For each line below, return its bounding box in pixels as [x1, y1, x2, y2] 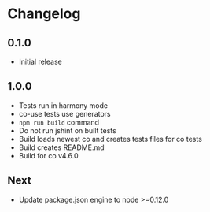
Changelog [7, 5, 81, 23]
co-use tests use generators [18, 109, 111, 118]
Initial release [18, 57, 62, 66]
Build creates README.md [18, 143, 105, 152]
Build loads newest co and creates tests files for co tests [18, 134, 202, 143]
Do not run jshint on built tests [18, 125, 117, 135]
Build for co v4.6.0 [18, 151, 79, 160]
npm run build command [18, 117, 100, 127]
